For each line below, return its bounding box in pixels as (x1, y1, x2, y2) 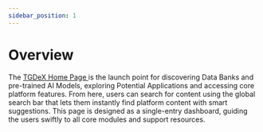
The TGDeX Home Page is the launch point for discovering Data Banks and (8, 72, 253, 82)
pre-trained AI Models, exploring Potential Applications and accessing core (8, 80, 255, 90)
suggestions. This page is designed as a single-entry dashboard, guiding (8, 106, 249, 115)
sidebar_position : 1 (8, 11, 77, 20)
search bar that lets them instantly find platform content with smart (8, 97, 228, 107)
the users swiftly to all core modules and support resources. (8, 115, 206, 124)
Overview (8, 45, 74, 64)
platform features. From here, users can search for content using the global (8, 89, 256, 99)
